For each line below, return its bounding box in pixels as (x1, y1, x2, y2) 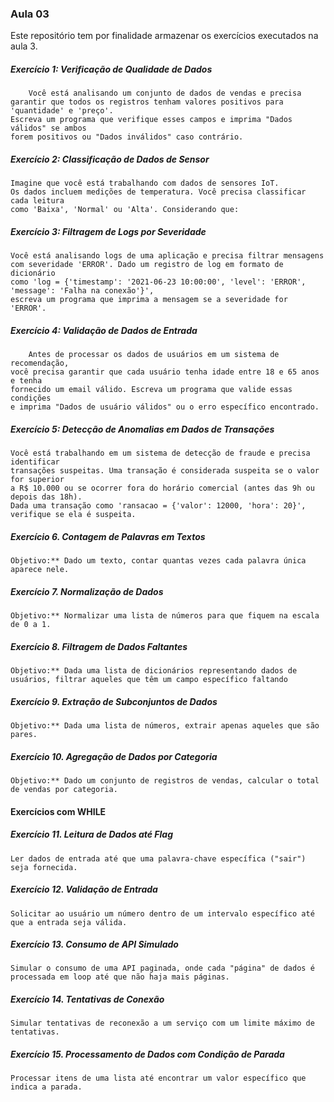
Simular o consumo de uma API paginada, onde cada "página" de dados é (10, 963, 315, 974)
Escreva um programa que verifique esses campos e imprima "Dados (10, 115, 293, 125)
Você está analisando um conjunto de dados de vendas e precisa (28, 88, 302, 99)
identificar (10, 457, 60, 467)
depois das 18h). (10, 492, 83, 502)
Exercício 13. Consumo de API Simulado (10, 938, 179, 951)
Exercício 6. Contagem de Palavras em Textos (10, 530, 206, 542)
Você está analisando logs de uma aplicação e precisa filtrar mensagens (10, 251, 325, 261)
